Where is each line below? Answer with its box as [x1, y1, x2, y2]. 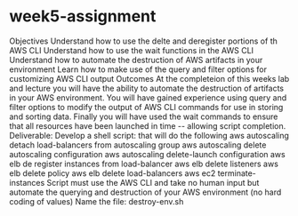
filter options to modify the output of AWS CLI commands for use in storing [9, 101, 284, 112]
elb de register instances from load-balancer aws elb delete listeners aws [9, 158, 278, 169]
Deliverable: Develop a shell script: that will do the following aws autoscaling [9, 130, 289, 140]
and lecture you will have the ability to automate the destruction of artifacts [9, 83, 285, 93]
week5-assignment [9, 6, 157, 27]
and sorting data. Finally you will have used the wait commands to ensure [9, 111, 278, 122]
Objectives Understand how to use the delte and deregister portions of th [9, 36, 278, 46]
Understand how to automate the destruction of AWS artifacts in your [9, 54, 263, 65]
